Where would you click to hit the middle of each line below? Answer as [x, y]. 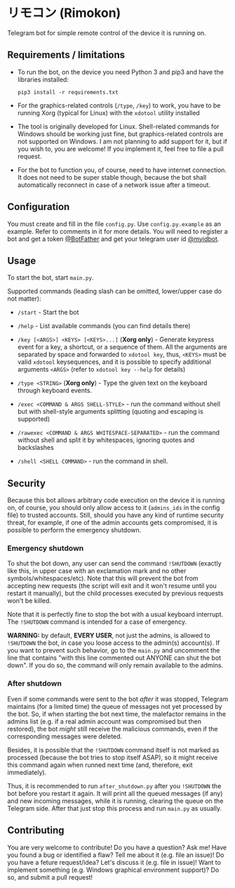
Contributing [36, 831]
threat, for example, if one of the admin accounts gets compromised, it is [112, 523]
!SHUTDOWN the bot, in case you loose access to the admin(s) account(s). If [114, 643]
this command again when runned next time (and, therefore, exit [100, 764]
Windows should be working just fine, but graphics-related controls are [120, 133]
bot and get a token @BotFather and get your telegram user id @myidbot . [113, 239]
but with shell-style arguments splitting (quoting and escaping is [110, 412]
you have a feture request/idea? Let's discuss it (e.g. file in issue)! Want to [114, 862]
